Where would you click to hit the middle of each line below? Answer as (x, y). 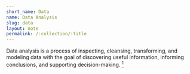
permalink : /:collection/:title (46, 34)
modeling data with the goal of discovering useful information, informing (95, 57)
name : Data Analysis (32, 17)
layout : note (22, 28)
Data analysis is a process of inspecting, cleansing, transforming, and (92, 51)
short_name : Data (28, 12)
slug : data (20, 23)
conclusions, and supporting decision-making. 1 (65, 64)
